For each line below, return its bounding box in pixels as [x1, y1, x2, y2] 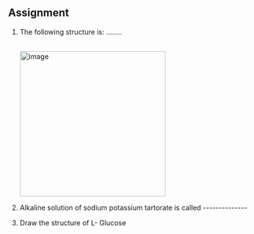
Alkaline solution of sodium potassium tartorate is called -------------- [19, 203, 248, 212]
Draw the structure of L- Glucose [19, 218, 127, 227]
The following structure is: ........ [19, 27, 123, 36]
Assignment [8, 6, 69, 20]
